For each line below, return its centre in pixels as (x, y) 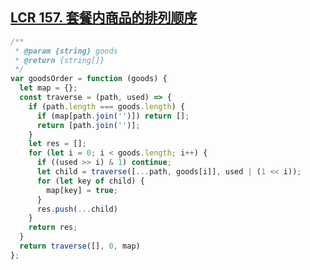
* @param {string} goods (66, 51)
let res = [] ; (57, 144)
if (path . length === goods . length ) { (107, 106)
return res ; (53, 228)
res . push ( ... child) (77, 209)
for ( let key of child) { (90, 181)
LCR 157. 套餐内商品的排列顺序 (104, 18)
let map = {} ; (48, 88)
